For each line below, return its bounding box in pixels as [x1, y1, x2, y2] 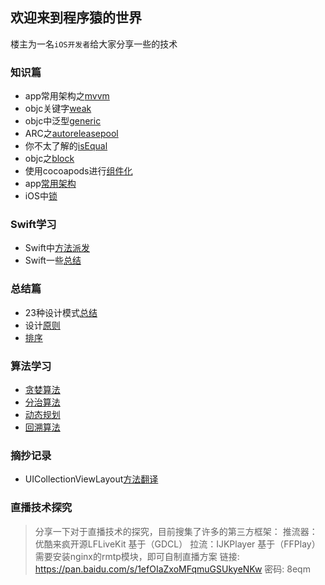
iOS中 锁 [24, 190, 58, 202]
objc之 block [24, 153, 75, 165]
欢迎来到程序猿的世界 [10, 9, 142, 27]
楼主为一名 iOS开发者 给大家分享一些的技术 [10, 38, 178, 50]
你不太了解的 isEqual [24, 140, 108, 152]
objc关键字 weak [24, 103, 92, 115]
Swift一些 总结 [24, 254, 82, 267]
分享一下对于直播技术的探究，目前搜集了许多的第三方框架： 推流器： [34, 525, 318, 537]
